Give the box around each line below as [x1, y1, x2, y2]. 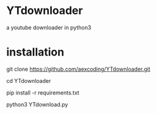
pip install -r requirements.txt [6, 89, 79, 96]
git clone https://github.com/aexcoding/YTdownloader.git [6, 65, 151, 73]
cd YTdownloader [6, 77, 51, 84]
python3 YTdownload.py [6, 101, 68, 108]
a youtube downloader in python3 [6, 24, 92, 31]
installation [6, 45, 65, 59]
